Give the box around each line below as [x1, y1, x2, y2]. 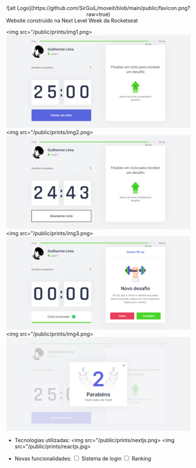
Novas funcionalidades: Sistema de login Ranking [14, 454, 152, 462]
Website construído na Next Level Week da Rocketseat [6, 17, 139, 24]
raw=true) [86, 11, 111, 18]
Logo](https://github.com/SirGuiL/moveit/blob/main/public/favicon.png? [16, 5, 191, 11]
